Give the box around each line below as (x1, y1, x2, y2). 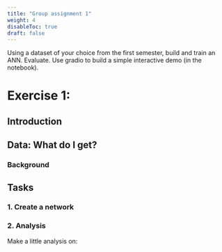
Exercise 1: (7, 88, 71, 104)
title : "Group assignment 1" (7, 10, 92, 17)
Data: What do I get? (7, 139, 97, 151)
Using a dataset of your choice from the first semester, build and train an (7, 49, 216, 57)
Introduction (7, 116, 63, 127)
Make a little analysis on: (7, 237, 78, 245)
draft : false (7, 29, 45, 37)
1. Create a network (7, 203, 74, 212)
